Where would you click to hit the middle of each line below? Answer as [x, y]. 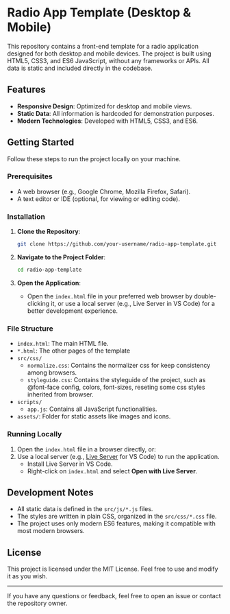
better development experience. [73, 311]
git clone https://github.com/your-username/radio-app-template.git [117, 244]
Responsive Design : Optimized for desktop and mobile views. [104, 106]
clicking [38, 303]
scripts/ [29, 403]
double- [205, 296]
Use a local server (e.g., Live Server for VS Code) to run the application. [118, 456]
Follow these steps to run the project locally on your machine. [94, 158]
